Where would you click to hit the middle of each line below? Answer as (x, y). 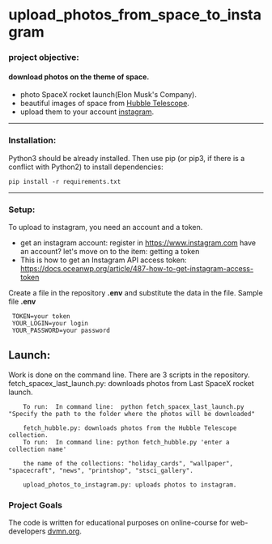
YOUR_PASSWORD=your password (61, 330)
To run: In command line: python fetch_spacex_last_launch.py (134, 406)
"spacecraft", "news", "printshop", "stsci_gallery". (101, 470)
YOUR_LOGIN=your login (50, 323)
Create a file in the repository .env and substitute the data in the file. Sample (136, 292)
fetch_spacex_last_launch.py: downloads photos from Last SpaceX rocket (132, 383)
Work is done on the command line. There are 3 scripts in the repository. (129, 375)
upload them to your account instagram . (87, 112)
